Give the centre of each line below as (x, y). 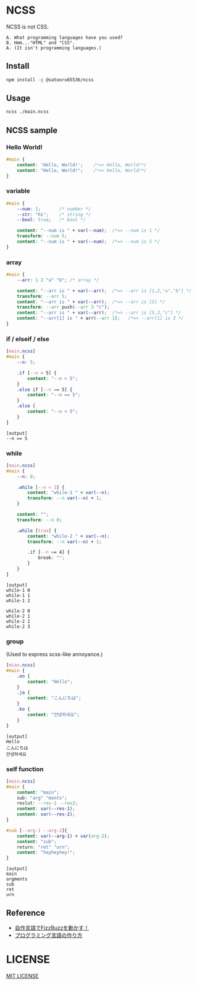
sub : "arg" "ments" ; (42, 798)
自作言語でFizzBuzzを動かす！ (52, 928)
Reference (26, 913)
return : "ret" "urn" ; (43, 847)
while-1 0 (18, 590)
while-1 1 (18, 595)
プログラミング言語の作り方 (49, 935)
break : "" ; (51, 558)
